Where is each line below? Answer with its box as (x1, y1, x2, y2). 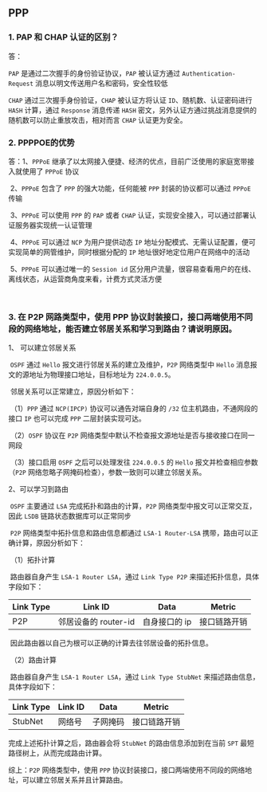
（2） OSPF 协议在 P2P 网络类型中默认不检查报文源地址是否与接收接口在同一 (10, 430, 255, 441)
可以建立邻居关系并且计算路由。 (22, 775, 128, 785)
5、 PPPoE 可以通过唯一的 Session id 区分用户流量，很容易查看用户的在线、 (10, 264, 256, 273)
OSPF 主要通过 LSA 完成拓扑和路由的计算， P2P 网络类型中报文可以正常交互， (10, 501, 257, 511)
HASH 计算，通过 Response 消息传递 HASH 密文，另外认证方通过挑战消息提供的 (8, 105, 257, 115)
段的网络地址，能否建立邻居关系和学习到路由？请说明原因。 (8, 323, 238, 334)
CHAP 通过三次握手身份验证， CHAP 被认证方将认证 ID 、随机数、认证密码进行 (8, 95, 253, 104)
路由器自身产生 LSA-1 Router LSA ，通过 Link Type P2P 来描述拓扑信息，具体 (10, 572, 260, 582)
